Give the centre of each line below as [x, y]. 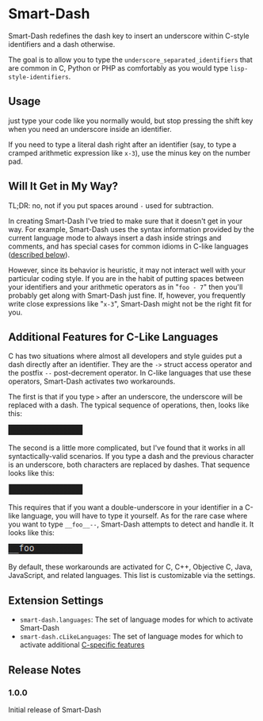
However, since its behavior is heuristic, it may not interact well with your [127, 270]
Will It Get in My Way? [63, 186]
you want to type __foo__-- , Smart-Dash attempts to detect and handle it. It [131, 524]
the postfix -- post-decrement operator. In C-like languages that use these [130, 373]
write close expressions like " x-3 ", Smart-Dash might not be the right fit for [130, 303]
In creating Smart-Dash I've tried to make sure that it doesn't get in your [126, 221]
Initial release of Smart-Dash [55, 709]
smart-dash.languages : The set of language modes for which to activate [136, 619]
